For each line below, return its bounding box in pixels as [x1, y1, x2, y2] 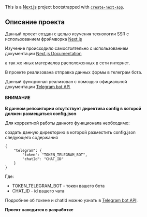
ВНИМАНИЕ [5, 95, 30, 101]
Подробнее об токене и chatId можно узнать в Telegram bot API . [5, 198, 138, 203]
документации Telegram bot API [5, 84, 71, 89]
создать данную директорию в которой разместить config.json [5, 130, 136, 135]
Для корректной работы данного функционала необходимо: [5, 120, 130, 126]
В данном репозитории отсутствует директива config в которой [5, 106, 142, 112]
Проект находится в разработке [5, 207, 73, 213]
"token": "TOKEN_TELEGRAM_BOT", [22, 152, 88, 158]
